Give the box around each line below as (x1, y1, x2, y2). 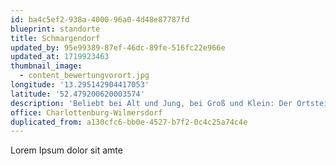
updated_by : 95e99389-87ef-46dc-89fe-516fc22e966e (10, 42, 226, 53)
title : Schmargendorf (10, 33, 101, 43)
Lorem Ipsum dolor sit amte (10, 144, 123, 156)
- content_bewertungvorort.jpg (19, 71, 150, 81)
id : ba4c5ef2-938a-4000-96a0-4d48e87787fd (10, 14, 190, 25)
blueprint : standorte (10, 24, 101, 34)
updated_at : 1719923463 (10, 52, 110, 62)
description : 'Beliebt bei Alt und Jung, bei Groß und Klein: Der (10, 98, 293, 108)
